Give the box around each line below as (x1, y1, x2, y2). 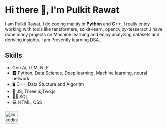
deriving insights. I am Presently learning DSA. (5, 37, 101, 43)
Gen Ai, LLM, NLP (12, 64, 49, 70)
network (12, 75, 30, 81)
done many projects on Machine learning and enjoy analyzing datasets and (5, 31, 160, 37)
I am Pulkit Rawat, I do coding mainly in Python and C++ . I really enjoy (5, 21, 150, 27)
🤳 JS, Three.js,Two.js (12, 88, 56, 94)
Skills (5, 51, 22, 60)
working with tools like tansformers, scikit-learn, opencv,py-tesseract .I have (5, 26, 163, 32)
